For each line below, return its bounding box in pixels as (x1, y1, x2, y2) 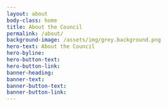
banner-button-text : (6, 82, 67, 89)
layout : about (6, 10, 49, 18)
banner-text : (6, 75, 45, 83)
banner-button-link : (6, 89, 67, 96)
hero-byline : (6, 50, 45, 57)
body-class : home (6, 17, 58, 24)
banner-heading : (6, 69, 54, 76)
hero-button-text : (6, 56, 60, 63)
